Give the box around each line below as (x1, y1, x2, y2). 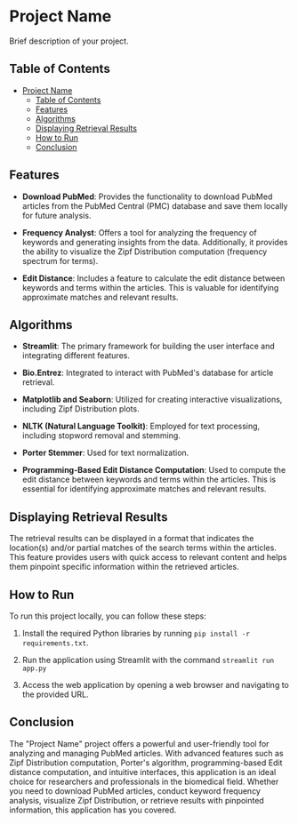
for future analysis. (21, 210, 92, 220)
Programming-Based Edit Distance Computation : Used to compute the (21, 465, 286, 476)
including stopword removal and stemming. (21, 430, 181, 441)
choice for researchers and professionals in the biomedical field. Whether (9, 776, 279, 787)
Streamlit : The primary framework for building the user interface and (21, 340, 276, 352)
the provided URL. (21, 689, 89, 700)
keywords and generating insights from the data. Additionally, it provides (21, 236, 288, 247)
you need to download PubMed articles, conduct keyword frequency (9, 785, 261, 796)
